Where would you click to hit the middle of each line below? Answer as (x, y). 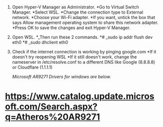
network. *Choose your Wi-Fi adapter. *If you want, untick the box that (83, 17)
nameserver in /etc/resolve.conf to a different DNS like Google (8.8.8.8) (83, 62)
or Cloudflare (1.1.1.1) (32, 67)
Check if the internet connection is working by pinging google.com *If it (84, 52)
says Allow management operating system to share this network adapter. (85, 22)
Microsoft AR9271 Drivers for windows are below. (62, 77)
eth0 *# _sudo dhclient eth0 (40, 42)
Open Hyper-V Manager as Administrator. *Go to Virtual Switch (75, 7)
